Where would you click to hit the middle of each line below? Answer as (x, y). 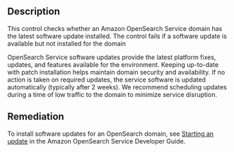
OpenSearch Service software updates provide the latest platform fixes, (112, 57)
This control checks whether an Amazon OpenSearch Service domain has (115, 28)
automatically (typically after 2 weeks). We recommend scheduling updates (117, 87)
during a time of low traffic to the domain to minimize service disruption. (112, 94)
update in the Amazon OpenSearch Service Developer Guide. (96, 141)
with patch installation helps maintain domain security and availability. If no (116, 72)
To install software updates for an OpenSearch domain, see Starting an (111, 134)
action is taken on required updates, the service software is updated (107, 80)
